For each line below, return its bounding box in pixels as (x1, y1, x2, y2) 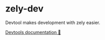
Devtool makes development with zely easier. (5, 19, 100, 25)
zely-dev (5, 3, 44, 14)
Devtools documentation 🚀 (5, 29, 61, 35)
